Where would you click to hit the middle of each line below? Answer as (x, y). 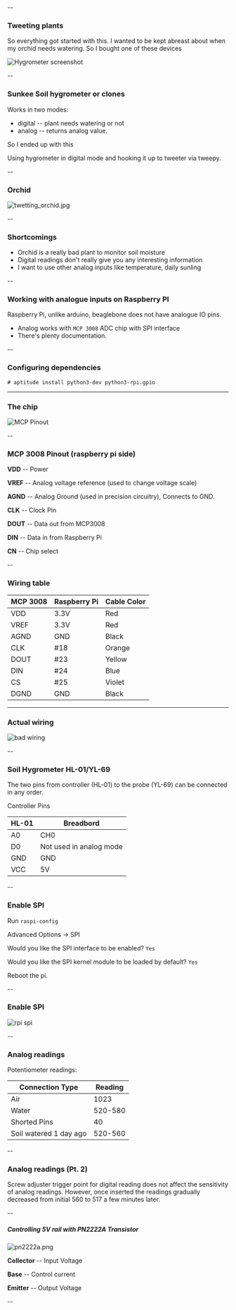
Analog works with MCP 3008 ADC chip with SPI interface (99, 329)
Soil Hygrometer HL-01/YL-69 (59, 769)
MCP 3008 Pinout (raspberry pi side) (71, 454)
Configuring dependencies (54, 368)
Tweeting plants (35, 25)
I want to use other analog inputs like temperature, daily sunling (109, 267)
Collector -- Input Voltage (45, 1261)
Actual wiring (31, 722)
